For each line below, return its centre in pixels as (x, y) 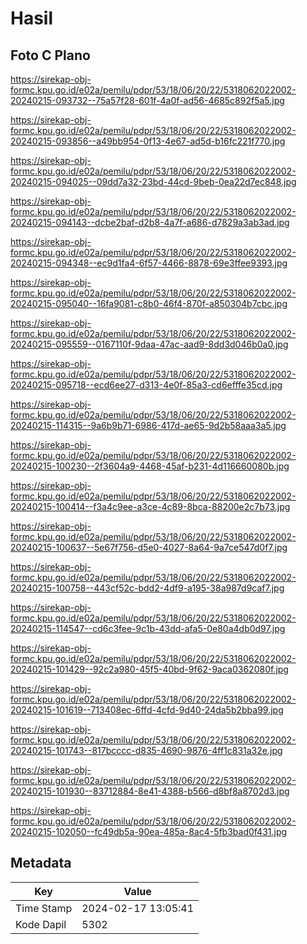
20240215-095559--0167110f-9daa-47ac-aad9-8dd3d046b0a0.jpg (149, 344)
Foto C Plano (50, 55)
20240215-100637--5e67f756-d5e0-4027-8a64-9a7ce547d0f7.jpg (149, 547)
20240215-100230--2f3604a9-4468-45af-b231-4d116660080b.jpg (150, 466)
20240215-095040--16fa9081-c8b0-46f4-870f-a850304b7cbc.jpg (149, 303)
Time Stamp (44, 908)
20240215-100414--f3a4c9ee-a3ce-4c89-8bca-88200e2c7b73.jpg (150, 506)
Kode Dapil (41, 924)
